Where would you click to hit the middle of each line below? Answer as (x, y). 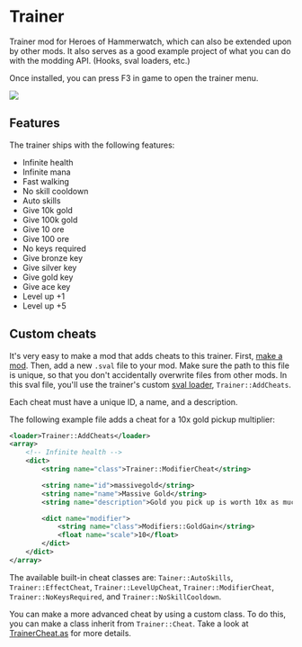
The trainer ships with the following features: (92, 145)
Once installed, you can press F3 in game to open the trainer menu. (134, 77)
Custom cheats (53, 334)
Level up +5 (44, 306)
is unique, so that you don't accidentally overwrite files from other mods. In (148, 374)
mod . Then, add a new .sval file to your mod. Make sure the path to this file (150, 365)
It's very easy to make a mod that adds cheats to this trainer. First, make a (146, 355)
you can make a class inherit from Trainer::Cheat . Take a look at (129, 624)
